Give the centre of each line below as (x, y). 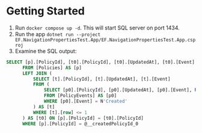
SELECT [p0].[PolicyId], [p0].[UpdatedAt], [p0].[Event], (118, 90)
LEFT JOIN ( (37, 73)
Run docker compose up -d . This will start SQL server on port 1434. (97, 28)
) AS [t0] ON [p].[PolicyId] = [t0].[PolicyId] (83, 118)
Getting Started (46, 11)
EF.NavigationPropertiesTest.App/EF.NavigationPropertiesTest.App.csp (105, 40)
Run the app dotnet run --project (58, 34)
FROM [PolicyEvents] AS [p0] (81, 96)
